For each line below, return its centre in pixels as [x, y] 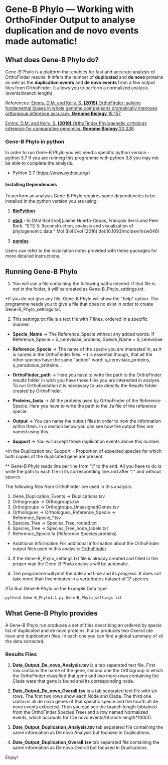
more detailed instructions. [33, 256]
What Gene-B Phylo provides [51, 613]
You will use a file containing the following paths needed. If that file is [84, 284]
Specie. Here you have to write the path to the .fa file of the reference [84, 406]
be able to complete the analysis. [39, 163]
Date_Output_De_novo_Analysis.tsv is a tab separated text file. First [84, 665]
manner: [21, 324]
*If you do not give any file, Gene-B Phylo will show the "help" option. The [82, 299]
